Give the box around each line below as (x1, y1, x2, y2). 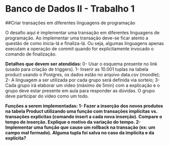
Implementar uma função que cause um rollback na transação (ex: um (5, 124, 156, 130)
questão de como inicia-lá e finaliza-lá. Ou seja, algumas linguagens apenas (5, 40, 164, 46)
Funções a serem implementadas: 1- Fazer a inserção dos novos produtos (5, 103, 163, 109)
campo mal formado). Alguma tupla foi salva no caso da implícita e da (5, 129, 154, 135)
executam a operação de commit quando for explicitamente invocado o (5, 45, 154, 52)
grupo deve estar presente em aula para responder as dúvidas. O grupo (5, 87, 155, 93)
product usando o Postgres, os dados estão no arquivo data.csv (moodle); (5, 71, 160, 77)
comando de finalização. (5, 51, 57, 57)
